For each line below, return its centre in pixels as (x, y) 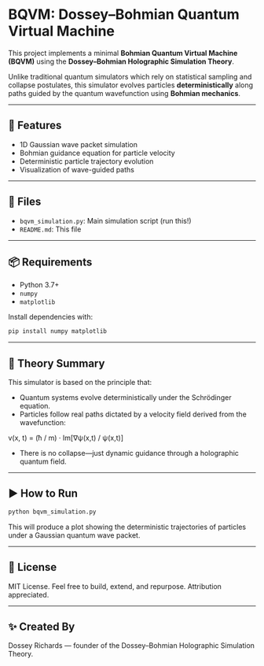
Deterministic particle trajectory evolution (86, 161)
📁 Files (25, 202)
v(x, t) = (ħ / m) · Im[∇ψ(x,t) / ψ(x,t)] (66, 438)
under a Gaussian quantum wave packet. (74, 535)
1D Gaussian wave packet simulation (78, 144)
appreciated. (29, 594)
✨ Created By (42, 626)
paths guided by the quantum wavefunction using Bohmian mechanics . (125, 93)
